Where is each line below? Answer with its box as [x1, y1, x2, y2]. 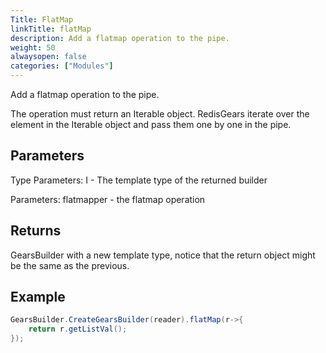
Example [10, 289, 66, 306]
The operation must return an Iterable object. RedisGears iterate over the [10, 108, 310, 120]
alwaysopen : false [10, 52, 87, 62]
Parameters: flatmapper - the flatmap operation [10, 193, 206, 205]
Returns [10, 222, 62, 240]
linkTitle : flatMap [10, 24, 92, 34]
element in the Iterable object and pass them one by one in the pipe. [10, 119, 292, 130]
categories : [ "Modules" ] [10, 61, 114, 71]
